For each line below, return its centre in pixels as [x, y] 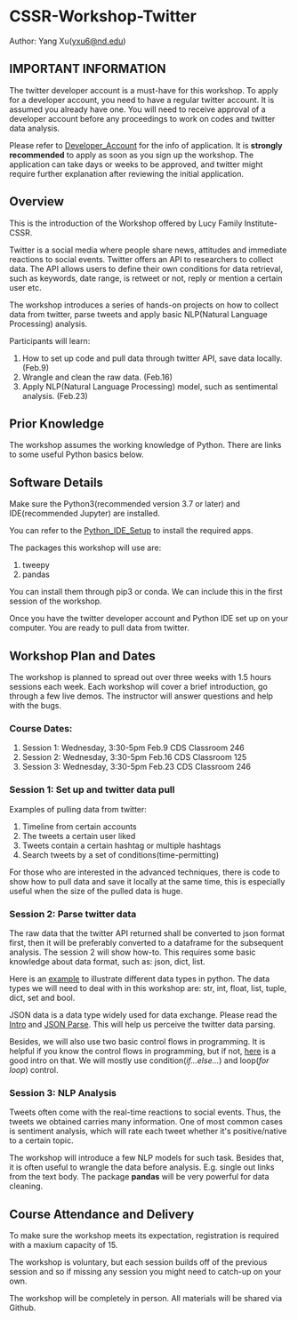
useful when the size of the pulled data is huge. [96, 891]
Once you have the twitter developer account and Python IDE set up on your [149, 619]
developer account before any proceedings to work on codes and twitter [142, 118]
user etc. [25, 287]
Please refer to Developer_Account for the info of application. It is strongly [146, 145]
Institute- [261, 223]
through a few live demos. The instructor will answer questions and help [141, 696]
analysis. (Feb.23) [55, 396]
